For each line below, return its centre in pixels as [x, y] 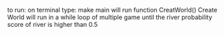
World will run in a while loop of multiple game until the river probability [110, 17]
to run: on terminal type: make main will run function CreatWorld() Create [112, 10]
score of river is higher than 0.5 [52, 24]
